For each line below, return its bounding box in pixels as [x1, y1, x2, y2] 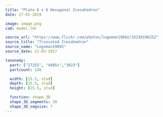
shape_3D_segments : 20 [10, 99, 57, 104]
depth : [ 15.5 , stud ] [10, 81, 53, 86]
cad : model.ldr [5, 26, 37, 31]
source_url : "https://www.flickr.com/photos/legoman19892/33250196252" [5, 35, 158, 40]
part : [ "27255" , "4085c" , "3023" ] [10, 62, 80, 68]
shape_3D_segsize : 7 [10, 104, 53, 109]
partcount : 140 [10, 67, 42, 72]
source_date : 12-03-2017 [5, 49, 57, 54]
